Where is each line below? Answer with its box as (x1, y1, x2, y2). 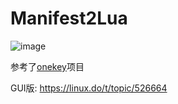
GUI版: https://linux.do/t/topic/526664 (10, 82, 168, 94)
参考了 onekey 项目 (10, 60, 85, 72)
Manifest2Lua (10, 7, 128, 30)
